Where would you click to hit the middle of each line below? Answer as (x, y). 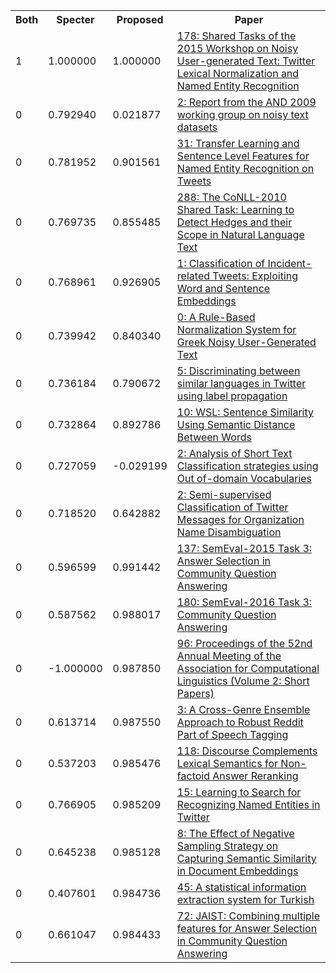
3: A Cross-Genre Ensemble (243, 709)
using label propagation (232, 396)
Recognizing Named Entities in (248, 804)
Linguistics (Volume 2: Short (243, 681)
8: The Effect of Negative (235, 833)
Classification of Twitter (232, 507)
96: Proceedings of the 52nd (244, 643)
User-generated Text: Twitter (246, 61)
